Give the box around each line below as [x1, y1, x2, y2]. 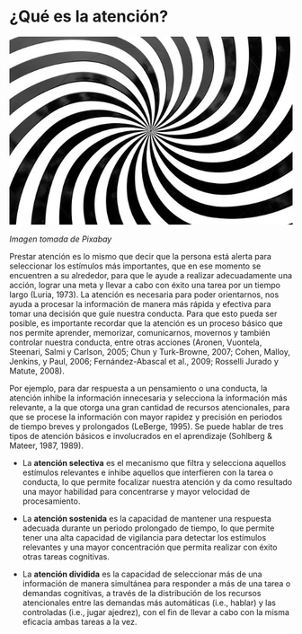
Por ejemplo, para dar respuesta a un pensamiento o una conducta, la [9, 383, 268, 394]
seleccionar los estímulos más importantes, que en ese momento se [9, 260, 262, 271]
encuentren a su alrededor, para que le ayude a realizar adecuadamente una [9, 270, 293, 281]
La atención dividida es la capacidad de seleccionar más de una [22, 568, 262, 580]
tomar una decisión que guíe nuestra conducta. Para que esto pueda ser [9, 308, 278, 320]
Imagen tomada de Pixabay [9, 233, 112, 244]
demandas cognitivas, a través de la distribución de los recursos [22, 588, 262, 599]
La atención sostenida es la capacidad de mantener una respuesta [22, 514, 272, 524]
